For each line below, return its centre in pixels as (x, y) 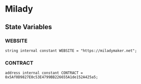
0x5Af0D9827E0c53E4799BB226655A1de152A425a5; (51, 77)
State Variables (28, 27)
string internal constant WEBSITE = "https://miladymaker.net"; (71, 50)
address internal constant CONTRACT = (44, 73)
